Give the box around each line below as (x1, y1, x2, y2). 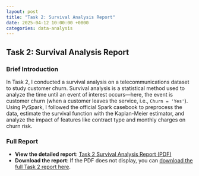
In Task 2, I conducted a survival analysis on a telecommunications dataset (6, 78, 189, 85)
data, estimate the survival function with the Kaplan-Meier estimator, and (6, 110, 185, 117)
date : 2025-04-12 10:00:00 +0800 (6, 20, 89, 25)
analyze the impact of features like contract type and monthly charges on (6, 116, 186, 123)
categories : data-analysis (6, 25, 73, 31)
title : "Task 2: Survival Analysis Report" (6, 14, 116, 20)
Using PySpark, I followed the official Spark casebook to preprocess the (6, 103, 182, 110)
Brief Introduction (6, 65, 58, 73)
